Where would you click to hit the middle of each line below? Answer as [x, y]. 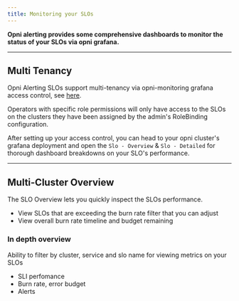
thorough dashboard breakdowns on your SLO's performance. [99, 153]
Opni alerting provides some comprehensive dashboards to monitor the [115, 34]
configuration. [28, 125]
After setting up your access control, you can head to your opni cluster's [113, 138]
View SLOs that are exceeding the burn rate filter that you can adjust [118, 213]
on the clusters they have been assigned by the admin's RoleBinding [108, 117]
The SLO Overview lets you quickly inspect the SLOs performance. [105, 199]
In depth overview [39, 239]
